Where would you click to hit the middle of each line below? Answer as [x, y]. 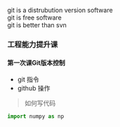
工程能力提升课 [33, 44]
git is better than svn [37, 25]
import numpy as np [36, 116]
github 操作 [34, 88]
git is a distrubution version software [60, 10]
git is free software [34, 18]
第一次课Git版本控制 [36, 62]
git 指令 [28, 79]
